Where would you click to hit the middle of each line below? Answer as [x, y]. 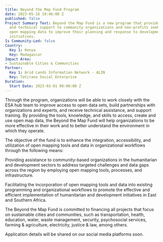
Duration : [15, 81]
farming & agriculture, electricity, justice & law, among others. [66, 225]
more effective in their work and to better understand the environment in [77, 125]
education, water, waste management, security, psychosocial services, [76, 219]
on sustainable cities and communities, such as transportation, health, [75, 214]
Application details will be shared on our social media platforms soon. [74, 234]
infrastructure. [19, 175]
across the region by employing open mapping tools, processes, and [73, 170]
